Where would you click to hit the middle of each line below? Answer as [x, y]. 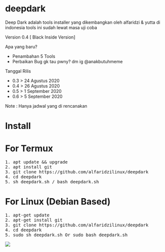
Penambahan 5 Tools [34, 56]
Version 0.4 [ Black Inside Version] [40, 37]
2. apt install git [29, 167]
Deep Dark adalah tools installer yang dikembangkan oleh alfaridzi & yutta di [83, 22]
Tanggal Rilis [18, 71]
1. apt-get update [27, 215]
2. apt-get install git [34, 220]
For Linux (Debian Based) [58, 202]
